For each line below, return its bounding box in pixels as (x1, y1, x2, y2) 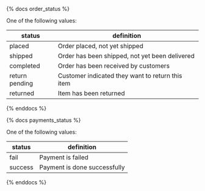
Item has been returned (57, 89, 125, 97)
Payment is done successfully (39, 163, 125, 171)
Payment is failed (39, 153, 88, 161)
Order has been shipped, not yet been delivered (57, 52, 195, 60)
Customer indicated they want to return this (57, 71, 182, 80)
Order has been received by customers (57, 62, 170, 70)
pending (9, 79, 34, 87)
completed (9, 62, 40, 70)
